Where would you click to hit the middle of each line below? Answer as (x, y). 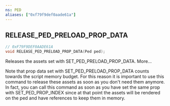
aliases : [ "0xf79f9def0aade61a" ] (41, 15)
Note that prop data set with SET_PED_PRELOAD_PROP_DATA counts (77, 71)
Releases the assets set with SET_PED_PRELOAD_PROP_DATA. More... (79, 61)
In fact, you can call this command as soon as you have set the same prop (83, 87)
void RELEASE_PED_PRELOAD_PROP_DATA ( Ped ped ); (55, 52)
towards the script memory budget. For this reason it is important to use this (85, 77)
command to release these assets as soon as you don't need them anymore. (85, 82)
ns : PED (13, 10)
